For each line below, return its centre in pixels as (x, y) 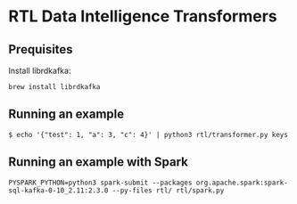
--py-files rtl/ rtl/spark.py (168, 190)
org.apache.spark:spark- (242, 183)
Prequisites (41, 49)
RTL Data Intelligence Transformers (143, 16)
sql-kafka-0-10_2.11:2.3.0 (58, 190)
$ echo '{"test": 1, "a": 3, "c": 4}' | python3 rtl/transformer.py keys (148, 135)
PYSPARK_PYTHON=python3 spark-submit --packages (100, 183)
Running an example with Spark (99, 162)
